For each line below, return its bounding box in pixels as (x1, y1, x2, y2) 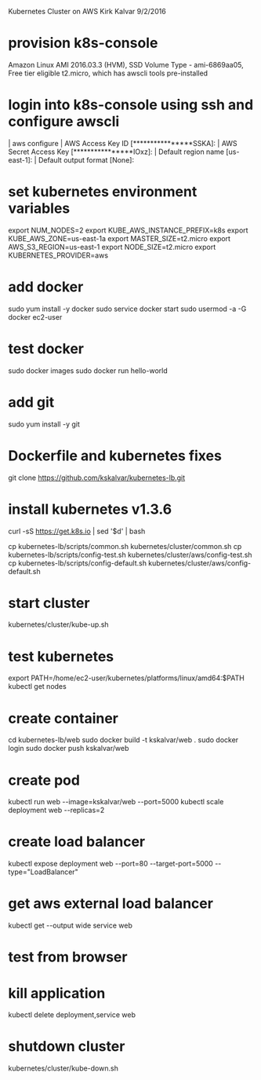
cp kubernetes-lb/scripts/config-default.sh (8, 558, 147, 568)
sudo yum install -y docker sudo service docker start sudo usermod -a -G (8, 304, 247, 313)
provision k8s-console (8, 35, 158, 52)
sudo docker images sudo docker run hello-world (8, 365, 169, 375)
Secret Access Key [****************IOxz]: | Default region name (8, 147, 225, 156)
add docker (8, 278, 84, 295)
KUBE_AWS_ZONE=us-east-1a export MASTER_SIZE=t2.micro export (8, 233, 231, 243)
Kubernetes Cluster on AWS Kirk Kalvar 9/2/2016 (8, 7, 166, 16)
